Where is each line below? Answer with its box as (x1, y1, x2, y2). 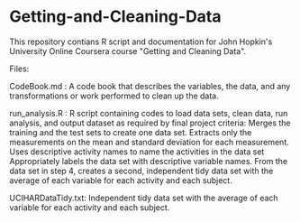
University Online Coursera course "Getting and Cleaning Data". (9, 45, 247, 56)
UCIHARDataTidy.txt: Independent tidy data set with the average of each (9, 192, 278, 203)
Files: (9, 63, 30, 74)
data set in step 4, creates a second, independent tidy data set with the (9, 165, 274, 176)
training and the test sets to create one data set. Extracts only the (9, 126, 252, 137)
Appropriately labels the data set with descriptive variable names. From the (9, 155, 288, 166)
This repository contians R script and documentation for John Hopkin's (9, 36, 273, 47)
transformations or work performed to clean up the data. (9, 90, 219, 101)
